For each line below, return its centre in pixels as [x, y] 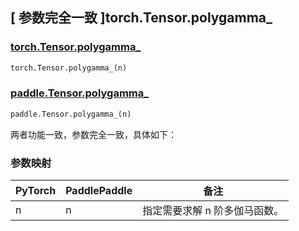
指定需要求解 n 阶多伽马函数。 [213, 211]
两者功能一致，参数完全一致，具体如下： [93, 134]
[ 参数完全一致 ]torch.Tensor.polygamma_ [141, 18]
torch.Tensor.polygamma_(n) [69, 68]
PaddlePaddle [99, 191]
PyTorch [36, 191]
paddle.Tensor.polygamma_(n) [71, 114]
